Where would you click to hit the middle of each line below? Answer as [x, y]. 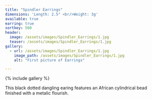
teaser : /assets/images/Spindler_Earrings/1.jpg [60, 42]
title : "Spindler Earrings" [34, 10]
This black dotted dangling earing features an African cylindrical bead [76, 88]
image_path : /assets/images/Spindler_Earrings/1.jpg [69, 55]
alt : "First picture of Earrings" [49, 60]
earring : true [20, 23]
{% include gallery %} [28, 78]
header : [13, 33]
